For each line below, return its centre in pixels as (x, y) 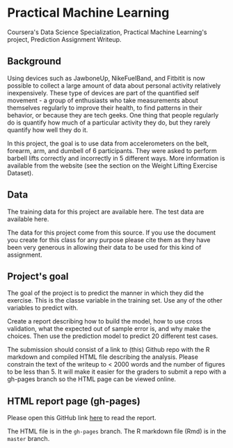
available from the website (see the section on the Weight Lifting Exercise (112, 166)
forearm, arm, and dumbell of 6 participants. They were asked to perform (112, 150)
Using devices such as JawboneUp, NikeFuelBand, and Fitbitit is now (106, 78)
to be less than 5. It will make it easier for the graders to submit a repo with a (117, 372)
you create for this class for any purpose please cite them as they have (109, 240)
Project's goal (38, 276)
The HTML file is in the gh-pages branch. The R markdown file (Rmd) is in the (117, 431)
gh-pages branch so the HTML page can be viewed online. (91, 379)
